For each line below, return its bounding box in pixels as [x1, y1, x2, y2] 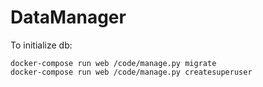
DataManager [10, 6, 127, 29]
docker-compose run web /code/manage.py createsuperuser [10, 67, 253, 77]
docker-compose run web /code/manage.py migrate [10, 58, 217, 68]
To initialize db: [10, 39, 73, 51]
